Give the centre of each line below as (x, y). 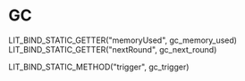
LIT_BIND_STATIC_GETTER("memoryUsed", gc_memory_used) (123, 40)
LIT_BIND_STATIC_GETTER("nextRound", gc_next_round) (113, 49)
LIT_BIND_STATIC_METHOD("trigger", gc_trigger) (99, 67)
